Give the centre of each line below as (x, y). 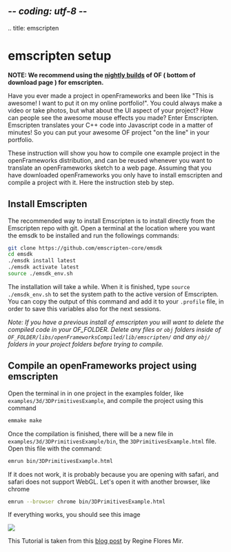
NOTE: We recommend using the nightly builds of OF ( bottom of (102, 75)
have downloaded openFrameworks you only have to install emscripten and (115, 175)
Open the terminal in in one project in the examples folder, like (96, 393)
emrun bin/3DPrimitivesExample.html (60, 461)
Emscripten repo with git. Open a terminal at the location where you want (112, 228)
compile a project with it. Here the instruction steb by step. (91, 182)
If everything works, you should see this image (74, 515)
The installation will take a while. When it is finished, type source (99, 286)
